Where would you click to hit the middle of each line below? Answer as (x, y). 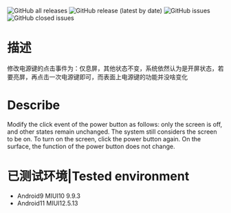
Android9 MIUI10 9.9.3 (49, 196)
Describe (34, 105)
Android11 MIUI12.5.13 (47, 203)
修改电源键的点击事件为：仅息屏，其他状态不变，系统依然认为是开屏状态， (112, 68)
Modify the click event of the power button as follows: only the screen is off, (115, 124)
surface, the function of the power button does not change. (91, 146)
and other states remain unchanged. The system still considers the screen (112, 132)
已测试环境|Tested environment (98, 176)
